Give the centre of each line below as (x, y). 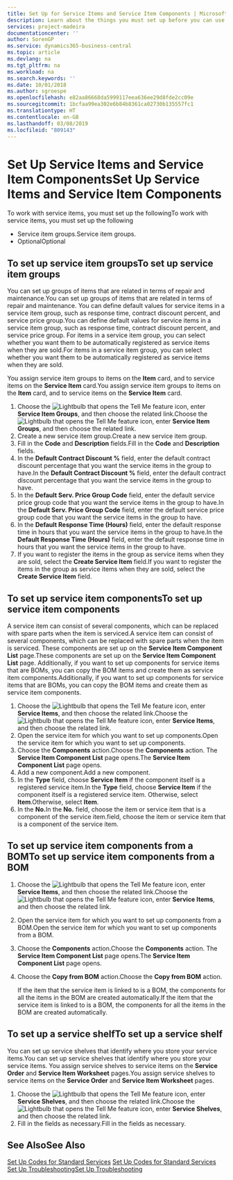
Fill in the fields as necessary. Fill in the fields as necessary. (102, 1123)
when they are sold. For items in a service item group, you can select (105, 350)
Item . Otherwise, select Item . (58, 802)
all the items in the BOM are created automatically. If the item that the (115, 997)
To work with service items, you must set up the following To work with (107, 213)
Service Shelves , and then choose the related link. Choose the (106, 1101)
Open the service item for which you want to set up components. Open (118, 735)
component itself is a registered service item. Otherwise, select (107, 794)
